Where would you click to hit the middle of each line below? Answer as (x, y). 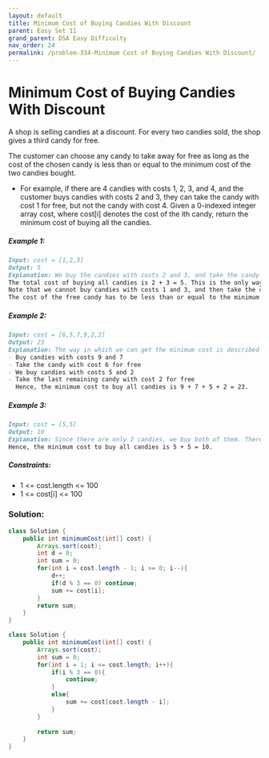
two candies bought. (42, 172)
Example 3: (27, 405)
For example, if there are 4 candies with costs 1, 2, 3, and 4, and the (132, 188)
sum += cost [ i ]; (78, 591)
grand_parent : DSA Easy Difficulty (68, 38)
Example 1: (27, 240)
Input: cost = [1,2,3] (46, 260)
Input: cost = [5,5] (43, 425)
